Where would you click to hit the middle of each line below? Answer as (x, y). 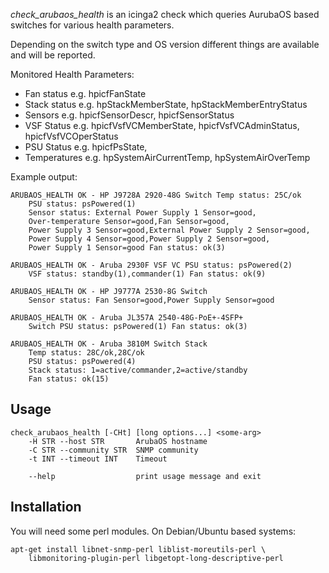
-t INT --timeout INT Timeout (98, 459)
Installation (46, 507)
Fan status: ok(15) (69, 379)
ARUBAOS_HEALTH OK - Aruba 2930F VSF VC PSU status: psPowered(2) (151, 265)
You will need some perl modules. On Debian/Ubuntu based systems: (153, 531)
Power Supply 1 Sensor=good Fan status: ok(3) (127, 248)
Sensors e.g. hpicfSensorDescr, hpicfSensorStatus (129, 115)
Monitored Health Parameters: (72, 74)
